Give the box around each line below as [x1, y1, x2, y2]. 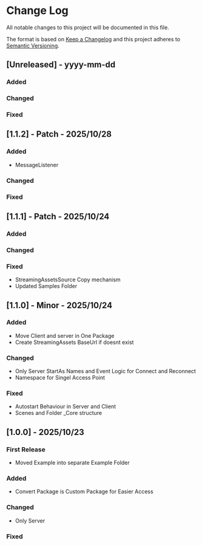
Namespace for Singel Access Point [15, 374, 105, 382]
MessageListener [15, 161, 59, 168]
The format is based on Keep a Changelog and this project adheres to [6, 35, 181, 43]
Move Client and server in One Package [15, 332, 115, 339]
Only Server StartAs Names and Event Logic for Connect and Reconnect [15, 368, 196, 375]
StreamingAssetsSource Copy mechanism [15, 276, 121, 283]
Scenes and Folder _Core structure [15, 410, 102, 417]
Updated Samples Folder [15, 283, 78, 290]
